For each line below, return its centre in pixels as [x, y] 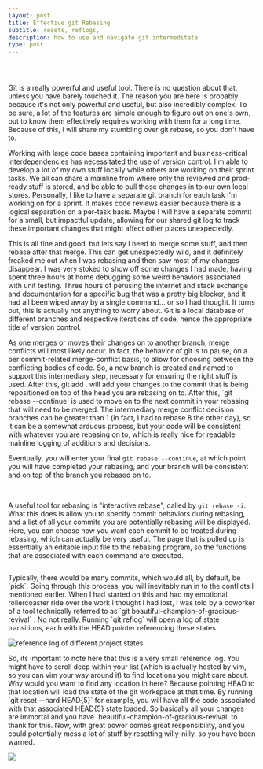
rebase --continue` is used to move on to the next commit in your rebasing [129, 401]
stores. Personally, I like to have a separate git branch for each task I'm [123, 195]
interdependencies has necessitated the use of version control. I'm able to [128, 161]
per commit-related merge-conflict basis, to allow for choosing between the [131, 360]
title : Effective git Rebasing [59, 23]
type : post [26, 45]
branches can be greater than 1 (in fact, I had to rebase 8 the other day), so [130, 418]
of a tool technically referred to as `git [69, 612]
